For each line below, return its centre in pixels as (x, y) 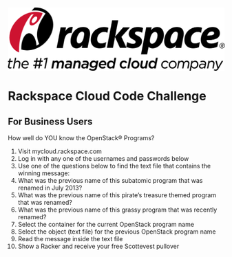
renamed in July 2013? (50, 188)
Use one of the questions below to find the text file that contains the (114, 166)
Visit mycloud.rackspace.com (60, 151)
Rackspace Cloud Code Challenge (107, 96)
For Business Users (50, 121)
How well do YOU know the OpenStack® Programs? (81, 138)
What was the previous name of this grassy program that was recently (117, 210)
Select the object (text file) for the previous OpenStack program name (117, 232)
